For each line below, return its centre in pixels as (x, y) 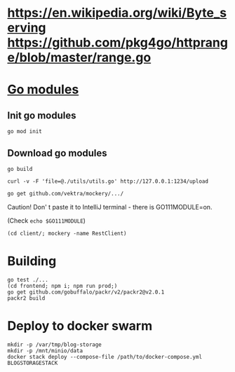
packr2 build (26, 298)
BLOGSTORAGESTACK (33, 363)
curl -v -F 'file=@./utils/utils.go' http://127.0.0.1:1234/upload (108, 181)
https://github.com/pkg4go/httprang (117, 43)
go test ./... (28, 280)
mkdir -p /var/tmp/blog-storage (54, 345)
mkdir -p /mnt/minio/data (45, 351)
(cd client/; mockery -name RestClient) (67, 233)
